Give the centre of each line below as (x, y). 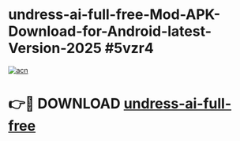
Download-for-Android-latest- (110, 31)
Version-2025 (55, 48)
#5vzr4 (129, 48)
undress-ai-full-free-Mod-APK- (114, 15)
